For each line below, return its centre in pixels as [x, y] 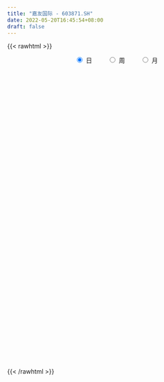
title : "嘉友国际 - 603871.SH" [50, 14]
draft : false [26, 26]
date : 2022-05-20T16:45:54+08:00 [55, 20]
